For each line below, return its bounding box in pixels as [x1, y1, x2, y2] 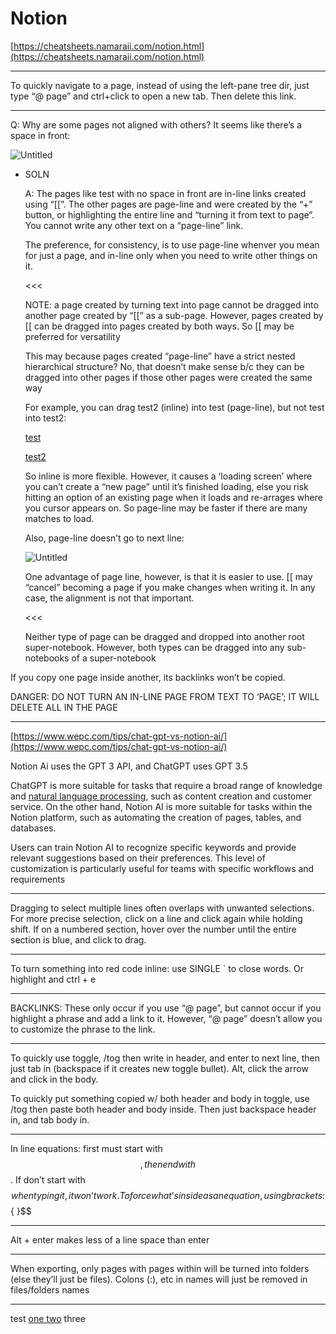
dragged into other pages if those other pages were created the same [24, 371, 313, 383]
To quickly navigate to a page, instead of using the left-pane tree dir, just [10, 79, 310, 91]
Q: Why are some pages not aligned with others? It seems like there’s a [10, 118, 302, 131]
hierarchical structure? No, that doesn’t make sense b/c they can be [24, 360, 305, 372]
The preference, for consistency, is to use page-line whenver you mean [24, 238, 320, 251]
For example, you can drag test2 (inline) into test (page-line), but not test [24, 401, 325, 413]
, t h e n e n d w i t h [139, 1158, 197, 1170]
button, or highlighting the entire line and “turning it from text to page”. [24, 208, 315, 221]
